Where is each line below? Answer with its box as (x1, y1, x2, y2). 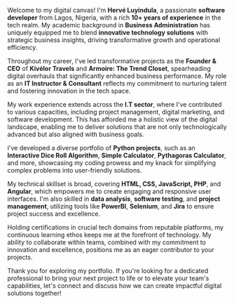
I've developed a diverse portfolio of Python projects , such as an (7, 144, 196, 152)
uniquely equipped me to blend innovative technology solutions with (7, 28, 209, 37)
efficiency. (7, 44, 38, 51)
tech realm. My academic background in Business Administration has (7, 21, 210, 29)
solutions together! (7, 289, 62, 297)
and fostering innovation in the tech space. (7, 87, 131, 95)
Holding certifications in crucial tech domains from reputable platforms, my (7, 223, 224, 231)
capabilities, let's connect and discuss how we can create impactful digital (7, 282, 222, 290)
